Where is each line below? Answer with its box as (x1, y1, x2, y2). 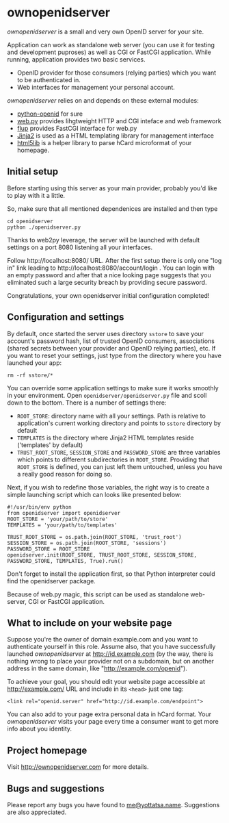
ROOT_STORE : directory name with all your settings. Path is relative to (16, 411, 206, 420)
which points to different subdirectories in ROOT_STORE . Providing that (16, 455, 210, 464)
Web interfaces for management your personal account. (16, 83, 176, 91)
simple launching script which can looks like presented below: (7, 490, 183, 498)
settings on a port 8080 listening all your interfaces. (7, 243, 153, 251)
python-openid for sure (16, 110, 83, 118)
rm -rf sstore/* (7, 372, 53, 379)
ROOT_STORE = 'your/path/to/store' (7, 516, 109, 522)
